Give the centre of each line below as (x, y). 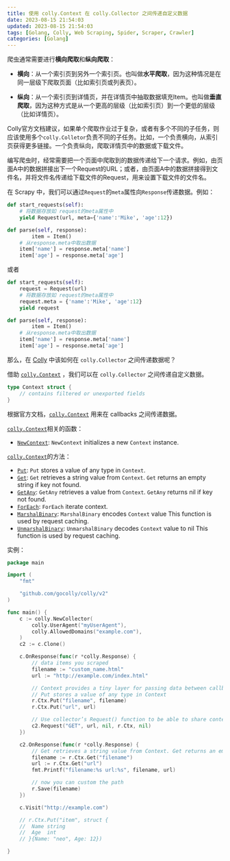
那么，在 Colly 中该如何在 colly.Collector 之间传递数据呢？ (92, 360)
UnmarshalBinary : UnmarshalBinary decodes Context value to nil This (113, 528)
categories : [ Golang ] (38, 39)
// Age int (38, 833)
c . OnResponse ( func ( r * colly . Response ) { (78, 657)
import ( (20, 575)
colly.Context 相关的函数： (45, 428)
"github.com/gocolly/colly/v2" (64, 594)
